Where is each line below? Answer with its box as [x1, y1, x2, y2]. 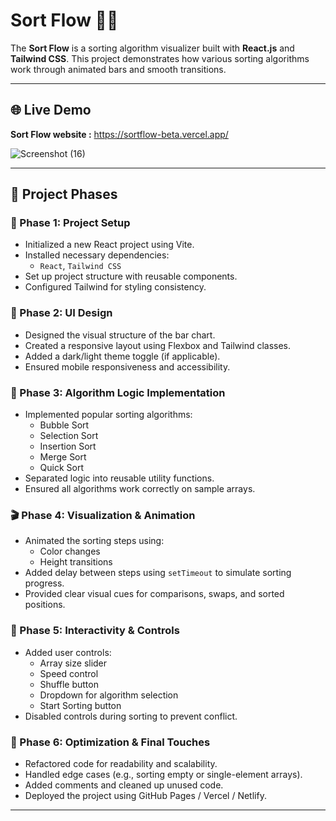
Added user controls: [24, 646, 112, 658]
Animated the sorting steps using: [24, 535, 165, 547]
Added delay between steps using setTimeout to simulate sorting [24, 567, 292, 579]
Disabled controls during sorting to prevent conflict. [24, 710, 238, 722]
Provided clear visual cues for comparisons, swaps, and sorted [24, 588, 285, 600]
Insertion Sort [39, 440, 97, 453]
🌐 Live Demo [10, 102, 92, 119]
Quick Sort [39, 462, 85, 474]
